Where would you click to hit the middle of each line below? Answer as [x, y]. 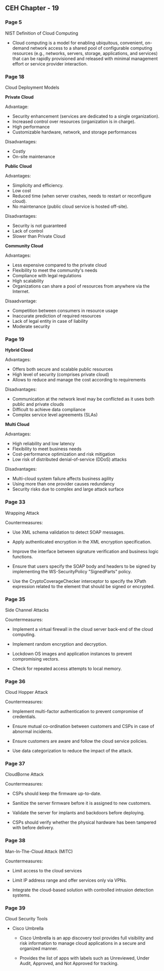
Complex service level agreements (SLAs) [55, 415]
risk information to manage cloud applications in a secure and [82, 943]
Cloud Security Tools [26, 919]
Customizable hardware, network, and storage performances [74, 132]
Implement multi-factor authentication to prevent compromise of [78, 712]
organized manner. [39, 949]
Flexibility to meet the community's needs [55, 270]
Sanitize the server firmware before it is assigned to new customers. [82, 803]
